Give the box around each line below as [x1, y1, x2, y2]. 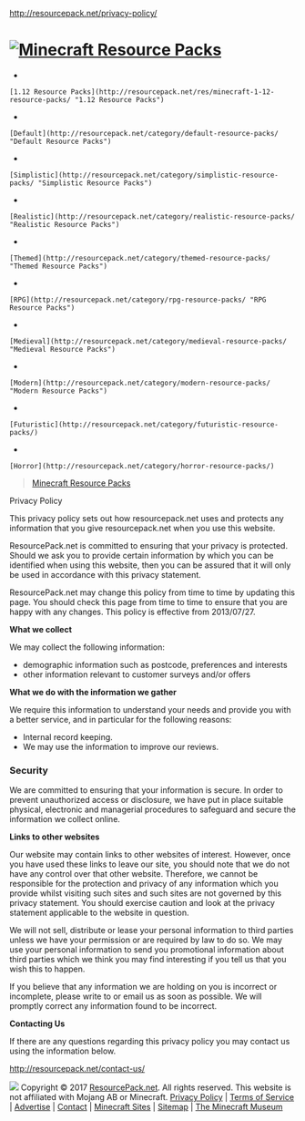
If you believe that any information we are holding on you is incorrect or [9, 982, 278, 992]
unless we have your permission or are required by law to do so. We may [9, 934, 282, 946]
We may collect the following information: [9, 642, 166, 653]
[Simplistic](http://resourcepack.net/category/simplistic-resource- [9, 170, 280, 180]
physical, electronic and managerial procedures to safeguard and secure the [9, 804, 297, 815]
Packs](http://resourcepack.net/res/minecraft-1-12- [70, 87, 275, 97]
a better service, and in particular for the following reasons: [9, 714, 232, 725]
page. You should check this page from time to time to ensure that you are [9, 596, 289, 607]
